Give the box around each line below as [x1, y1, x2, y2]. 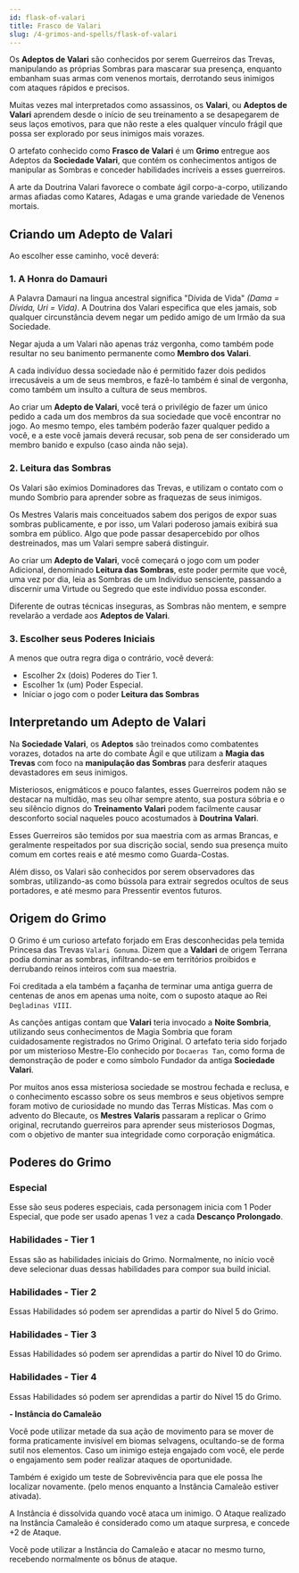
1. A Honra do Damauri [9, 273, 108, 286]
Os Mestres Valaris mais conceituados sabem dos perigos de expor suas [9, 509, 278, 520]
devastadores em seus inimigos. [9, 767, 129, 778]
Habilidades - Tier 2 [9, 1286, 96, 1298]
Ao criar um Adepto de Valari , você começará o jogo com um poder [9, 554, 261, 565]
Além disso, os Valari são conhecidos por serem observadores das [9, 866, 255, 877]
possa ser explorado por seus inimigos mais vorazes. [9, 129, 205, 139]
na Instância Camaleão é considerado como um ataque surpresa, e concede [9, 1517, 290, 1527]
